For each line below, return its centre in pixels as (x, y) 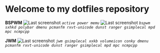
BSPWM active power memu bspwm (78, 23)
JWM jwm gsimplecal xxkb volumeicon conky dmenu (77, 41)
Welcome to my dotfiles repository (77, 9)
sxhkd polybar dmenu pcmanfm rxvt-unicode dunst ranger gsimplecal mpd (80, 27)
